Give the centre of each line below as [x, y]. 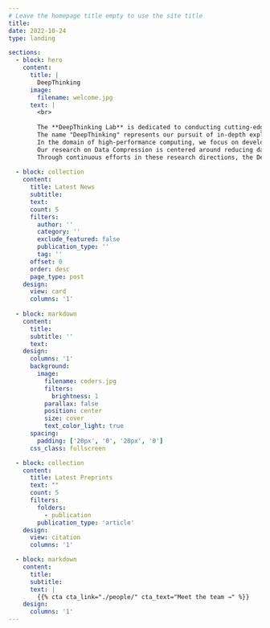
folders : [52, 508]
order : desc [49, 269]
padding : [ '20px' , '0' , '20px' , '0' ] [100, 441]
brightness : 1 [75, 396]
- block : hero [39, 60]
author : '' [55, 224]
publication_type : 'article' [86, 523]
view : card [48, 292]
